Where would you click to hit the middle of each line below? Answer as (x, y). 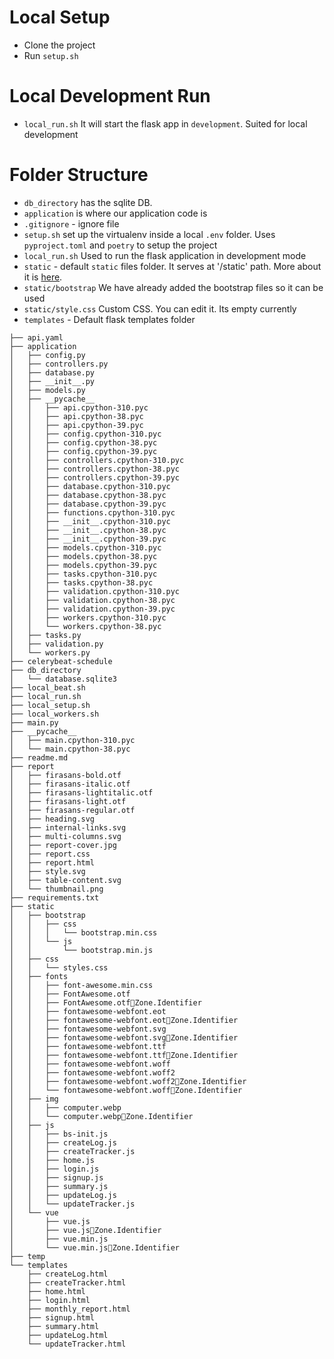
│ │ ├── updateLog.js (63, 1195)
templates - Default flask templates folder (109, 319)
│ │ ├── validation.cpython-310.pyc (95, 591)
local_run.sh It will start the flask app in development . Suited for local (165, 123)
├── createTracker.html (77, 1282)
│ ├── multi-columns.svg (65, 836)
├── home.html (56, 1291)
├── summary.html (63, 1326)
